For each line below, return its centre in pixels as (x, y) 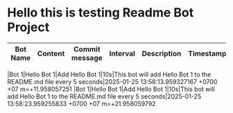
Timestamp (207, 53)
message (87, 58)
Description (162, 53)
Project (28, 27)
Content (51, 53)
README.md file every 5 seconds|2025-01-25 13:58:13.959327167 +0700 (112, 81)
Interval (122, 53)
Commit (87, 49)
